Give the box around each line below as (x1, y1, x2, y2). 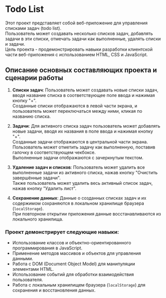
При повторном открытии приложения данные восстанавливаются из (12, 211, 161, 217)
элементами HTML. (12, 266, 54, 272)
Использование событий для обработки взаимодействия (12, 272, 134, 278)
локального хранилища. (12, 216, 63, 222)
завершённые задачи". (12, 175, 61, 181)
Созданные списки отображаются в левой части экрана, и (12, 103, 137, 109)
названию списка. (12, 113, 51, 119)
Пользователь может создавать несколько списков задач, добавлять (5, 30, 153, 36)
